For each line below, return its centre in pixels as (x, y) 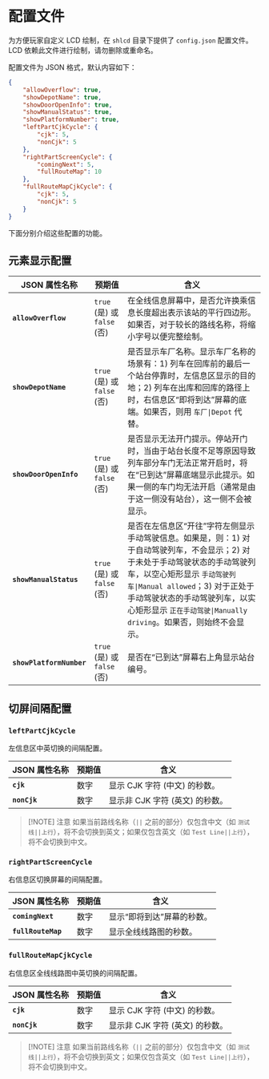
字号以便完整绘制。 (172, 337)
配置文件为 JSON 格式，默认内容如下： (73, 67)
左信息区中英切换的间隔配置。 (57, 748)
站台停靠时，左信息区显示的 (188, 376)
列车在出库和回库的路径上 (202, 388)
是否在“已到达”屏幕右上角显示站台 (191, 657)
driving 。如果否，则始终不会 (182, 622)
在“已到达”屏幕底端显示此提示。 (187, 475)
